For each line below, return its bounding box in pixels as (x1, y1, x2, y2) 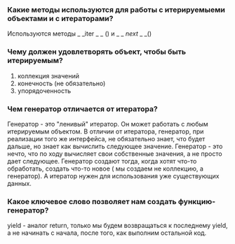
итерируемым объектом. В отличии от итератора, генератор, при (7, 127, 204, 136)
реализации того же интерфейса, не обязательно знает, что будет (7, 134, 206, 143)
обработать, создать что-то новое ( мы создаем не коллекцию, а (7, 164, 203, 173)
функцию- (177, 196, 216, 206)
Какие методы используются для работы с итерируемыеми (7, 5, 226, 15)
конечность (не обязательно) (17, 79, 106, 87)
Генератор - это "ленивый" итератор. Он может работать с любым (7, 120, 208, 128)
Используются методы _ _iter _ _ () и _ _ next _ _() (7, 29, 152, 38)
